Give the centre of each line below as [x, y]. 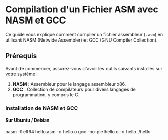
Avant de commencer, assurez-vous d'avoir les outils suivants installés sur [84, 68]
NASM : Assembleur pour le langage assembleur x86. [69, 84]
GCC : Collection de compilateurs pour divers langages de [74, 89]
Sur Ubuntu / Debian [27, 120]
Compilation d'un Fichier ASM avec [82, 9]
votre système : [22, 74]
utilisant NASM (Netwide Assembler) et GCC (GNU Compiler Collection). [81, 40]
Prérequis [21, 56]
